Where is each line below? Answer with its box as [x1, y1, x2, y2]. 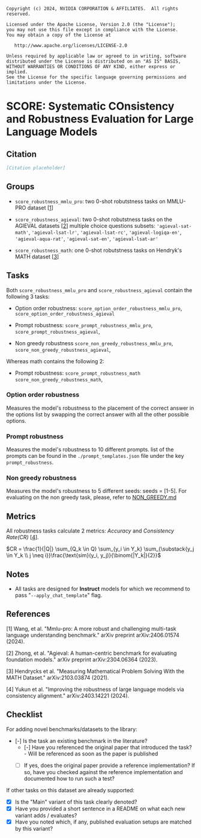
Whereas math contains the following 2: [6, 357, 105, 364]
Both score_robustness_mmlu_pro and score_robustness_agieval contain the [6, 286, 193, 293]
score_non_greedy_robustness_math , [14, 375, 103, 383]
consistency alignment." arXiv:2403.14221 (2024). [6, 692, 130, 699]
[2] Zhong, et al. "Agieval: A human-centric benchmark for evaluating [6, 649, 177, 657]
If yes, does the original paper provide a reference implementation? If [23, 761, 195, 769]
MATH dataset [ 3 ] [14, 253, 59, 260]
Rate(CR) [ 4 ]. [6, 534, 39, 541]
